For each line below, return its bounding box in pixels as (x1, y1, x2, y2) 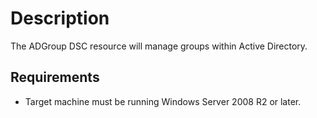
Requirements (10, 69, 100, 86)
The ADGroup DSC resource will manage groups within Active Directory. (10, 40, 308, 52)
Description (10, 7, 110, 30)
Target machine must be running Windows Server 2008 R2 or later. (24, 95, 302, 107)
